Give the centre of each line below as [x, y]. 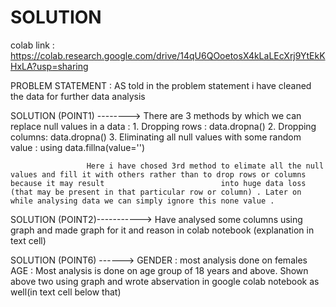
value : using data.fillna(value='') [78, 147]
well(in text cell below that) [66, 292]
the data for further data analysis [78, 96]
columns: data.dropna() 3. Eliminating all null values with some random [156, 137]
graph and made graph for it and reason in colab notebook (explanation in [162, 230]
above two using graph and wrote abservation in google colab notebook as [165, 281]
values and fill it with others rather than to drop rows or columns [158, 174]
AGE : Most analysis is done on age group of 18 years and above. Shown [159, 270]
